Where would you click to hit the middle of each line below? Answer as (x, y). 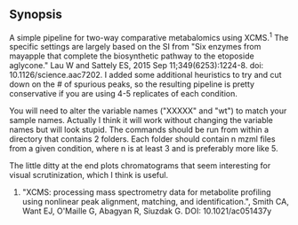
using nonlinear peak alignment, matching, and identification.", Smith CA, (155, 202)
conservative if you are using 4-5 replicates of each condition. (123, 94)
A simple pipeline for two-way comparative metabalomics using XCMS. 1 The (149, 36)
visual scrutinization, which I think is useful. (89, 175)
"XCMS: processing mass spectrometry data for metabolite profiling (146, 192)
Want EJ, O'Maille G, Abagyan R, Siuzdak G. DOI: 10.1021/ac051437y (147, 211)
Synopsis (36, 15)
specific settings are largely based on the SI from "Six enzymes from (135, 47)
